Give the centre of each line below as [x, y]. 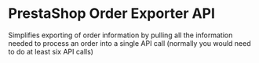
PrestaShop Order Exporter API [112, 14]
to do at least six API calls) [51, 51]
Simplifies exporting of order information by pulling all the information [120, 35]
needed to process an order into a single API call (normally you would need [129, 43]
